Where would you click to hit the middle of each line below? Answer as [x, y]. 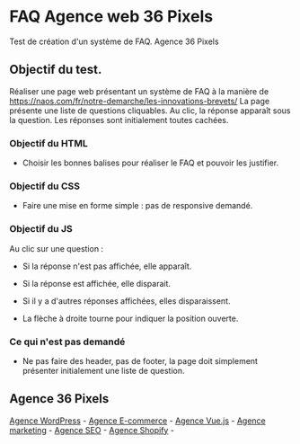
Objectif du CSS [45, 186]
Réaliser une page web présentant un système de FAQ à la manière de [139, 91]
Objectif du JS [41, 229]
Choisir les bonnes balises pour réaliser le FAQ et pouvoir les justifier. [150, 163]
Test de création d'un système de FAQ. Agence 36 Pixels [114, 41]
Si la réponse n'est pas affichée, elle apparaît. [107, 266]
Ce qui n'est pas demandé [67, 342]
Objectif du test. [56, 70]
